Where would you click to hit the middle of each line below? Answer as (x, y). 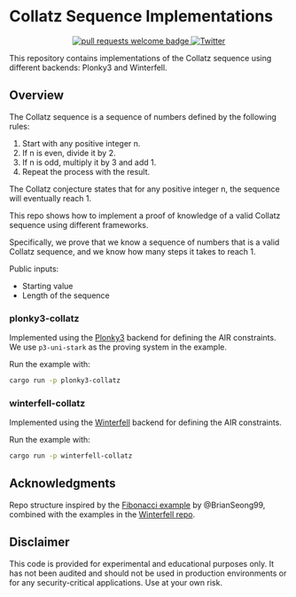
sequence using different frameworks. (79, 224)
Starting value (47, 286)
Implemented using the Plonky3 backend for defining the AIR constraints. (143, 338)
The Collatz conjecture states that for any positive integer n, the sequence (145, 189)
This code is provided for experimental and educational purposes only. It (142, 563)
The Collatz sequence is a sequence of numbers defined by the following (143, 116)
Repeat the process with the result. (86, 171)
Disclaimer (39, 542)
